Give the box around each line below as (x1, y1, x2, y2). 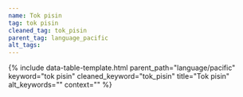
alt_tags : (8, 41, 41, 49)
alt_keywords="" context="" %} (8, 80, 113, 90)
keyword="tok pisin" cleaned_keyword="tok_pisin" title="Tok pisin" (8, 72, 229, 81)
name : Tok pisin (8, 11, 62, 20)
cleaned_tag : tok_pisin (8, 26, 88, 34)
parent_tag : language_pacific (8, 33, 109, 42)
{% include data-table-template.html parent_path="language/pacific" (8, 63, 236, 72)
